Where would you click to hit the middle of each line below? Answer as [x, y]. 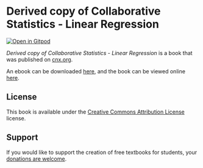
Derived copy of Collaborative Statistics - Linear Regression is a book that [100, 53]
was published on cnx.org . [40, 59]
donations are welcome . [37, 159]
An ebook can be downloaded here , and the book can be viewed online [96, 71]
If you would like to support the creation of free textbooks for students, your [101, 152]
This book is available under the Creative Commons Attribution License [95, 112]
